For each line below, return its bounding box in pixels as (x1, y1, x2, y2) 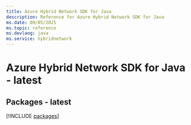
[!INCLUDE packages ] (6, 113, 59, 119)
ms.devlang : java (6, 31, 49, 36)
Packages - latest (6, 97, 72, 107)
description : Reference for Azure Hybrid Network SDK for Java (6, 14, 165, 20)
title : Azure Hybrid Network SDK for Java (6, 8, 112, 15)
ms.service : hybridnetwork (6, 36, 72, 42)
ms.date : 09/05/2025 (6, 19, 57, 25)
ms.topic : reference (6, 25, 57, 31)
